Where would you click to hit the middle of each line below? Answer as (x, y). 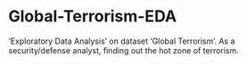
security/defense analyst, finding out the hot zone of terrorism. (124, 50)
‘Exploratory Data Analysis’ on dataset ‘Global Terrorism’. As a (122, 41)
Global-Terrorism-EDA (93, 16)
